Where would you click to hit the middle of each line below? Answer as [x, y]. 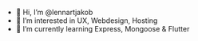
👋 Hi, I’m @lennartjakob [54, 12]
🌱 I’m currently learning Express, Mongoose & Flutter [103, 29]
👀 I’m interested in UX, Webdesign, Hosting [87, 20]
